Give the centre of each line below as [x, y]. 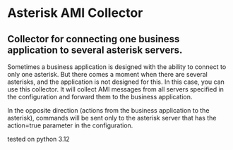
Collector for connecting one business [94, 39]
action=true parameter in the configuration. [70, 125]
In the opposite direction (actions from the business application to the [108, 110]
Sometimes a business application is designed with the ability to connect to [117, 67]
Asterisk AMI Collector [75, 13]
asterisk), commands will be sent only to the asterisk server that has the [112, 118]
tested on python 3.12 [38, 139]
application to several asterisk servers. [95, 50]
